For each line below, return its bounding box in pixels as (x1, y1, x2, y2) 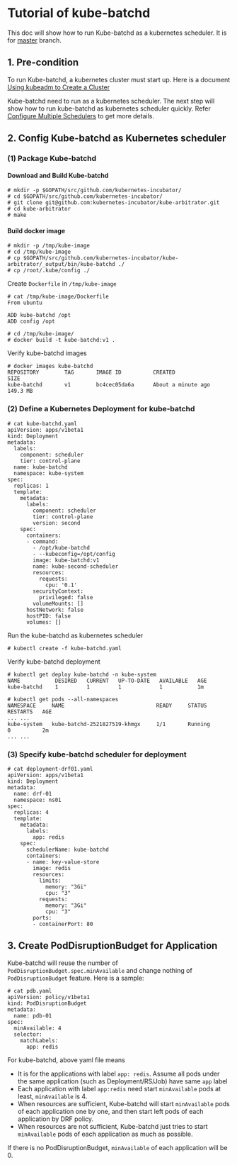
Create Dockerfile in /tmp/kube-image (7, 279, 117, 288)
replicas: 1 (13, 482, 50, 489)
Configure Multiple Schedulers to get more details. (7, 111, 154, 120)
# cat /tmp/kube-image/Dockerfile (7, 293, 110, 301)
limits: (38, 877, 62, 884)
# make (7, 211, 27, 219)
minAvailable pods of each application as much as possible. (17, 1130, 193, 1138)
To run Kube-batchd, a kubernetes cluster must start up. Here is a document (7, 75, 231, 84)
